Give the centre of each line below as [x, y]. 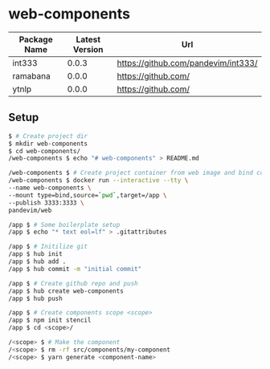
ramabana [31, 75]
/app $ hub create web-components [66, 291]
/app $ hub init [35, 254]
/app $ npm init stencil [50, 320]
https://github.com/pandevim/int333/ [187, 63]
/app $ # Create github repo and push [73, 283]
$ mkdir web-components [48, 144]
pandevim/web [30, 210]
